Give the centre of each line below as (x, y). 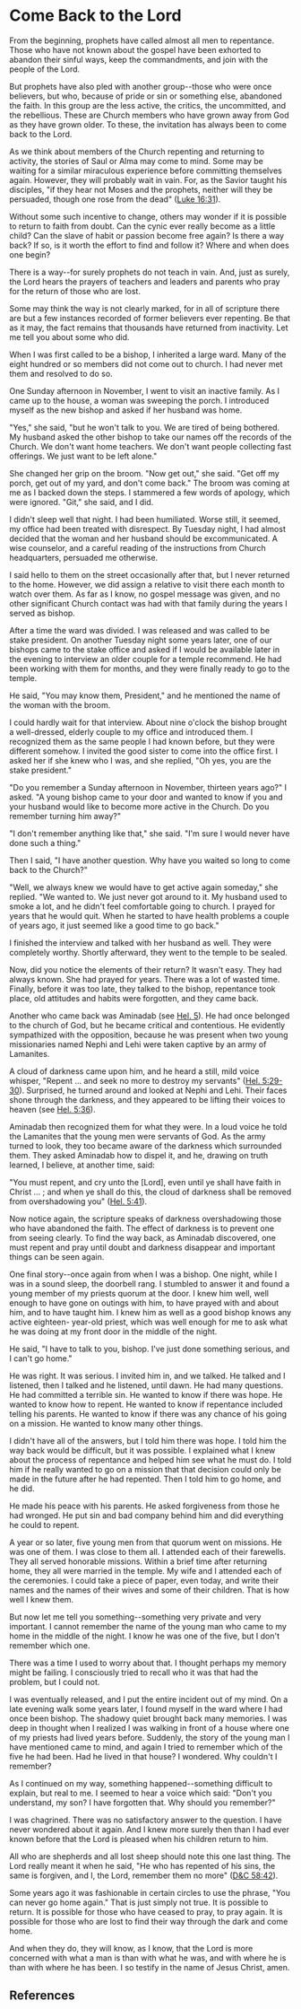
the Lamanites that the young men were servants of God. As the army (138, 1136)
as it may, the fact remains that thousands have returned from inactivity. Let (149, 328)
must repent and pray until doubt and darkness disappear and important (142, 1247)
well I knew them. (42, 1599)
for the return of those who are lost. (75, 291)
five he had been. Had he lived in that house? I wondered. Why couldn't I (143, 1756)
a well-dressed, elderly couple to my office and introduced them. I (131, 731)
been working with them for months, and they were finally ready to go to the (150, 668)
